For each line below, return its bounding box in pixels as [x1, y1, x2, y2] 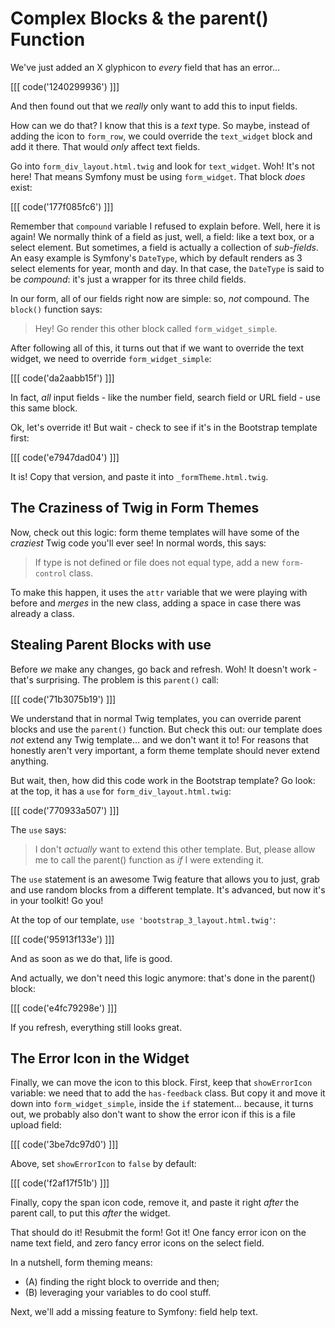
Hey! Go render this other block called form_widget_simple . [34, 322, 278, 334]
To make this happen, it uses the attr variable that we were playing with [10, 586, 308, 598]
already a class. [10, 607, 75, 619]
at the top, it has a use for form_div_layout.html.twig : [10, 785, 232, 797]
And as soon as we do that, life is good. [10, 952, 173, 964]
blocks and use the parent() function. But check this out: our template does [10, 723, 323, 735]
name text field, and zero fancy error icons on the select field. [10, 1237, 265, 1249]
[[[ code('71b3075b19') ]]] [10, 693, 117, 705]
